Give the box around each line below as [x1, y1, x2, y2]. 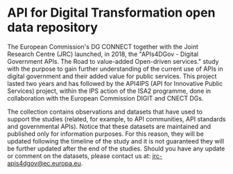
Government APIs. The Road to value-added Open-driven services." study [7, 57, 219, 65]
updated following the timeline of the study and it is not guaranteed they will [7, 137, 224, 145]
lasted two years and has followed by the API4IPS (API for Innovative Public [7, 79, 223, 87]
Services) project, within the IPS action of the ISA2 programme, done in [7, 87, 212, 95]
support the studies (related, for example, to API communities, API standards [7, 114, 226, 123]
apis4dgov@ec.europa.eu [7, 159, 82, 167]
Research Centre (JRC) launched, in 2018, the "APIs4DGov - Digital [7, 50, 199, 58]
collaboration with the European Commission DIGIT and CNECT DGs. [7, 94, 204, 102]
